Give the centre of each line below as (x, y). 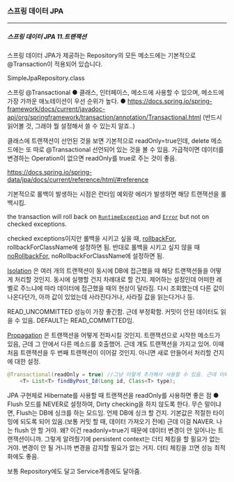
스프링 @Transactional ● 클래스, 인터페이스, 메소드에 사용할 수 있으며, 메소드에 (116, 93)
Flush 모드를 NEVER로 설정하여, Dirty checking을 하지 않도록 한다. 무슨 (105, 404)
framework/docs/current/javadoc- (56, 109)
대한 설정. (28, 361)
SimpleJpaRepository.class (46, 78)
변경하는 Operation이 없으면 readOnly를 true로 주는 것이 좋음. (92, 158)
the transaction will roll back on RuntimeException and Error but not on (108, 217)
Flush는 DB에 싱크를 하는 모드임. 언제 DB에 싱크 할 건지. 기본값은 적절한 (114, 413)
